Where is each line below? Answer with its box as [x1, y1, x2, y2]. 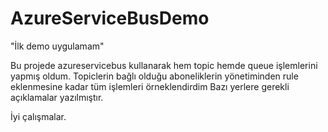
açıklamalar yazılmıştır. [10, 91, 104, 103]
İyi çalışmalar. [10, 110, 67, 122]
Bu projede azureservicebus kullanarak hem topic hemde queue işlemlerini [10, 59, 318, 71]
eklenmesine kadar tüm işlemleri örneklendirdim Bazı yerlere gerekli [10, 80, 290, 92]
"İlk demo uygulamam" [10, 40, 105, 52]
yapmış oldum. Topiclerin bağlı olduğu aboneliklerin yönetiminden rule [10, 70, 299, 82]
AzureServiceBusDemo [10, 7, 210, 30]
